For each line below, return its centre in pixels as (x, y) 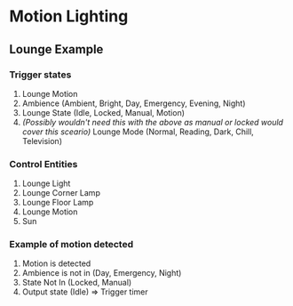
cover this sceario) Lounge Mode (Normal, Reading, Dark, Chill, (138, 132)
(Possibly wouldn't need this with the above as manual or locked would (153, 122)
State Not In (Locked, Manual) (77, 283)
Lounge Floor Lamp (58, 203)
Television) (42, 141)
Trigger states (40, 75)
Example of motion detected (71, 245)
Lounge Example (56, 49)
